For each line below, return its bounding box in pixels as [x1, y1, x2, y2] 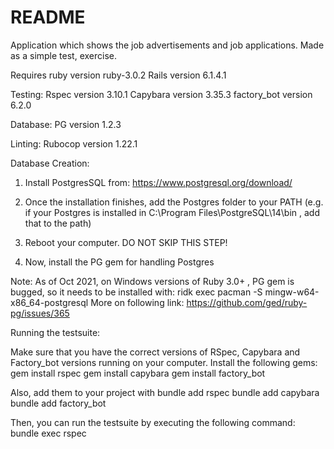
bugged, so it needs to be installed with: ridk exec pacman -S [10, 286, 263, 298]
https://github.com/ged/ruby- [186, 296, 308, 308]
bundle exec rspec [10, 427, 87, 439]
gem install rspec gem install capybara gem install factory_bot [10, 367, 266, 379]
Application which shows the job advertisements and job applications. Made [10, 39, 325, 51]
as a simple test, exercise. [10, 49, 117, 61]
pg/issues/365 [10, 307, 70, 319]
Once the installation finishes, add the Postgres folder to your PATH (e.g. [24, 196, 324, 208]
